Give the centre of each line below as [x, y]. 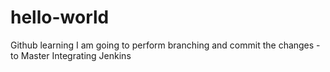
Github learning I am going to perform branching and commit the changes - [165, 45]
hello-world [60, 17]
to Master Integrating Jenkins [71, 55]
